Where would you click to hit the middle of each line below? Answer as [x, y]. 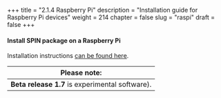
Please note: [81, 73]
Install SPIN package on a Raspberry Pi [64, 40]
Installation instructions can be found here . [68, 56]
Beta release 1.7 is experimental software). [81, 84]
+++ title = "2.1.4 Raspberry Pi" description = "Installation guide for [103, 10]
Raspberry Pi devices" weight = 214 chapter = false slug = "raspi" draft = [111, 17]
